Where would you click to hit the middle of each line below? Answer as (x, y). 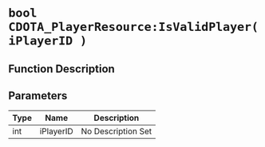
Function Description (62, 69)
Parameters (38, 96)
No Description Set (117, 131)
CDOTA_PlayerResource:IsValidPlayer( (134, 27)
